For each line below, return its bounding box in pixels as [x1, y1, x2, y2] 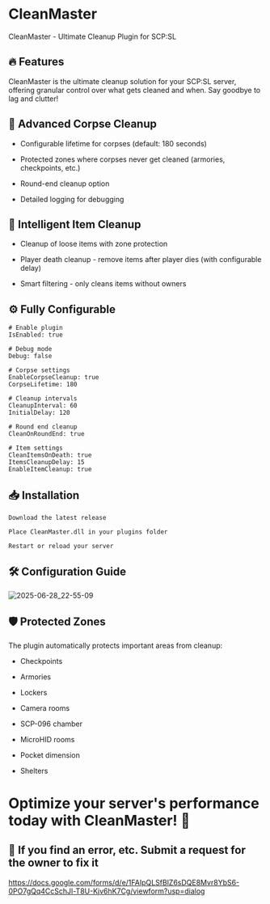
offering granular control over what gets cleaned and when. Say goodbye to [8, 85, 261, 95]
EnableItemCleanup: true [8, 466, 92, 474]
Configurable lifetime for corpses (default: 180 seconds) [19, 138, 208, 148]
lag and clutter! [8, 94, 59, 103]
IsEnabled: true [8, 331, 63, 340]
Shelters [19, 766, 49, 775]
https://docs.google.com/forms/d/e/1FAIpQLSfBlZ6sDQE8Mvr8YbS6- [8, 877, 240, 887]
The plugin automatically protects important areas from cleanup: [8, 640, 223, 650]
